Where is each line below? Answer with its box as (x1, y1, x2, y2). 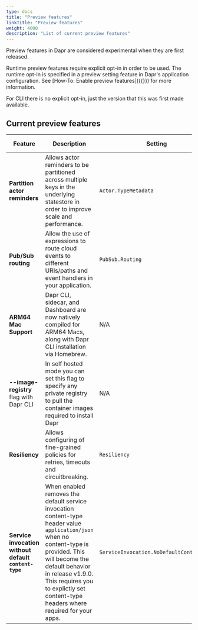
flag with (9, 393, 34, 401)
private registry (45, 389, 88, 397)
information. (6, 83, 36, 91)
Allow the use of (45, 229, 90, 237)
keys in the (45, 183, 75, 191)
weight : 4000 (6, 25, 38, 31)
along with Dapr (45, 335, 90, 343)
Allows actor (45, 153, 80, 161)
